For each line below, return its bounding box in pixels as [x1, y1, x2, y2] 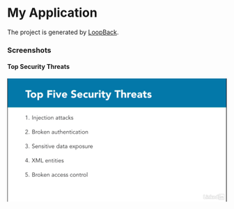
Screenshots [7, 45, 52, 55]
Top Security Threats [7, 63, 70, 71]
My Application [7, 5, 97, 21]
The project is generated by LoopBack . [7, 28, 119, 36]
